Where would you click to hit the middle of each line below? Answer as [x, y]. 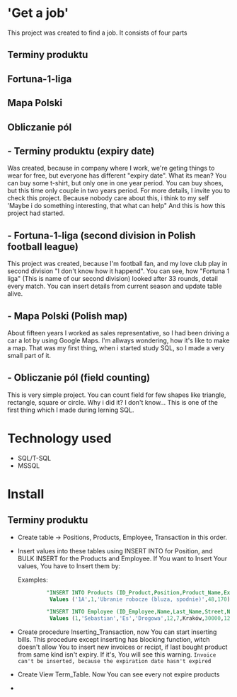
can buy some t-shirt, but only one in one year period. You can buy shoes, [116, 183]
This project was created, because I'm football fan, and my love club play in [117, 264]
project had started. [36, 213]
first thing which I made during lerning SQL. [71, 410]
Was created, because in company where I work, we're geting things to [111, 168]
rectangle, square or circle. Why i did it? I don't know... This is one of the [112, 402]
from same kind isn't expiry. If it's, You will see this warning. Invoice [117, 655]
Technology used [59, 438]
